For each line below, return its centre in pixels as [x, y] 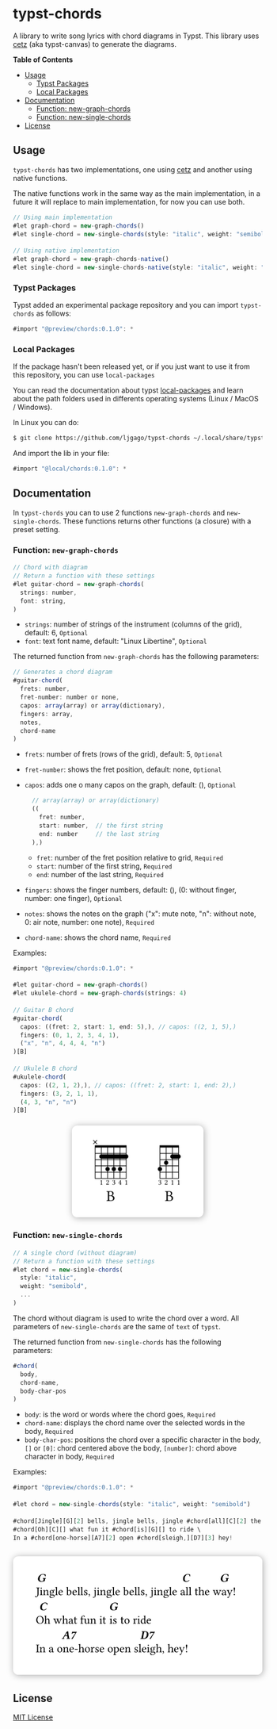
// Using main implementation [63, 217]
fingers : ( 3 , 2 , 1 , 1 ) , [59, 1094]
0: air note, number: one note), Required [89, 922]
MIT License [33, 1717]
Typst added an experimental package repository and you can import [126, 305]
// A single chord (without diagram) [75, 1253]
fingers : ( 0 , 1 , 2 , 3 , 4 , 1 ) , [70, 1035]
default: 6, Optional [56, 633]
